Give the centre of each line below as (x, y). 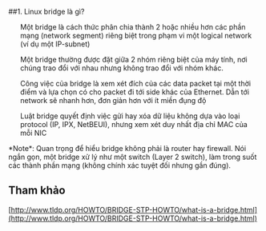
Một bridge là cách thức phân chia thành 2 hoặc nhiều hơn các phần (133, 27)
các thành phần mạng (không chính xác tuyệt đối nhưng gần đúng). (119, 165)
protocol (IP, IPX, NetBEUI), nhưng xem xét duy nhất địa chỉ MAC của (134, 124)
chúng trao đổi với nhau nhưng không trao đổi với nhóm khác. (122, 68)
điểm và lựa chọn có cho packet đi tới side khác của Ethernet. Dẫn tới (135, 92)
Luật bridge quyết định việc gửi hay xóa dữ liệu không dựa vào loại (130, 116)
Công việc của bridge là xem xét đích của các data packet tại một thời (135, 84)
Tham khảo (37, 191)
